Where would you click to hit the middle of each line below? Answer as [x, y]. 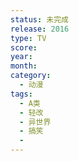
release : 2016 [40, 29]
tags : [21, 94]
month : [24, 66]
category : [31, 76]
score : [24, 47]
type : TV [28, 38]
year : [21, 57]
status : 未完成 [39, 19]
